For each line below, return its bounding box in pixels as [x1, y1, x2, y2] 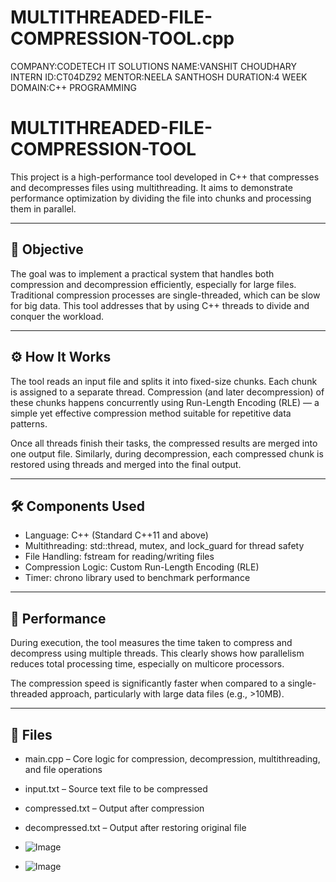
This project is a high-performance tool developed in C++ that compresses [10, 171, 320, 183]
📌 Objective [10, 241, 84, 258]
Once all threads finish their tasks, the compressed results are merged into [10, 437, 318, 449]
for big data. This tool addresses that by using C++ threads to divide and [10, 299, 310, 311]
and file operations [24, 763, 103, 775]
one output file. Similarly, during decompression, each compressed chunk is [10, 447, 324, 460]
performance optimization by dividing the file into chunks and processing [10, 192, 312, 204]
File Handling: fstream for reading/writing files [24, 551, 215, 563]
